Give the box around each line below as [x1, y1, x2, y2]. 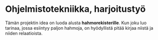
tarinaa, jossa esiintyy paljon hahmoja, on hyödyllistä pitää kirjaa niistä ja [5, 25, 154, 31]
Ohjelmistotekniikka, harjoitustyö [5, 3, 146, 15]
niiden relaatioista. [5, 30, 43, 36]
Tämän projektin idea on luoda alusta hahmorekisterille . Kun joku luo [5, 20, 147, 26]
